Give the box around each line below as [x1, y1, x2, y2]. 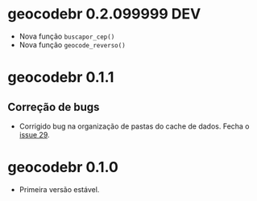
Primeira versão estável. [19, 184, 100, 194]
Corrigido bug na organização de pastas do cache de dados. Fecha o [19, 121, 251, 131]
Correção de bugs [7, 100, 100, 113]
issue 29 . [19, 129, 50, 139]
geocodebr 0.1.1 [7, 68, 114, 87]
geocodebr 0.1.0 [7, 158, 118, 177]
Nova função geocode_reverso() [19, 39, 126, 49]
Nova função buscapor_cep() [19, 31, 115, 41]
